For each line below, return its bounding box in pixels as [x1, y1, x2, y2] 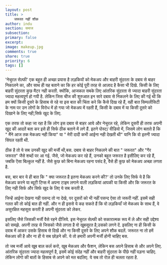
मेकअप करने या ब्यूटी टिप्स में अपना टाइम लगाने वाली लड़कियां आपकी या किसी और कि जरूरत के [5, 180, 156, 186]
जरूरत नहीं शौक [14, 16, 39, 21]
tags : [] [5, 63, 23, 68]
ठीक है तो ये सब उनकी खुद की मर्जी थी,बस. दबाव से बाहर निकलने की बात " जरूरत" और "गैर [5, 147, 151, 153]
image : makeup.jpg [5, 44, 43, 49]
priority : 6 [5, 58, 30, 63]
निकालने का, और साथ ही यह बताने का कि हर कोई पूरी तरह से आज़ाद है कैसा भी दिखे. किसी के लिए [5, 82, 160, 88]
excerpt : [5, 40, 23, 45]
